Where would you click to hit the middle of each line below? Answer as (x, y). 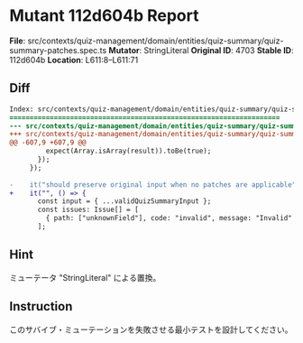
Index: (22, 109)
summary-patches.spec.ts (58, 50)
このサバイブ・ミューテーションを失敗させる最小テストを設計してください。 (151, 329)
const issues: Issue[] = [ (88, 210)
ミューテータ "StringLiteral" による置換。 (85, 277)
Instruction (41, 306)
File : (18, 41)
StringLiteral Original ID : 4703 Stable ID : (219, 50)
